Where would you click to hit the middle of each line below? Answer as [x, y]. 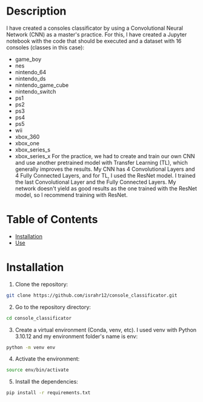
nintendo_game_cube [42, 85]
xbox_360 [27, 137]
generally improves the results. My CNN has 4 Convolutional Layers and [105, 169]
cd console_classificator [39, 318]
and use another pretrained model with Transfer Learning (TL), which [101, 162]
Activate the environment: [47, 359]
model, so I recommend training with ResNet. [71, 195]
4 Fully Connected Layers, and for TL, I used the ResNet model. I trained [105, 175]
